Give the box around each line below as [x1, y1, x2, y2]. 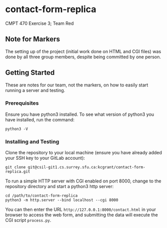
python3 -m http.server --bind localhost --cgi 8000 [5, 198, 119, 203]
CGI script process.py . [5, 217, 51, 223]
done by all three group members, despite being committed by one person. [5, 54, 161, 60]
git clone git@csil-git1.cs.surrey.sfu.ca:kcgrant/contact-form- [5, 165, 145, 170]
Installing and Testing [5, 138, 60, 145]
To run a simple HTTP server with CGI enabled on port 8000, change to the [5, 178, 161, 184]
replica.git [5, 169, 30, 174]
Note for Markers [5, 35, 61, 43]
